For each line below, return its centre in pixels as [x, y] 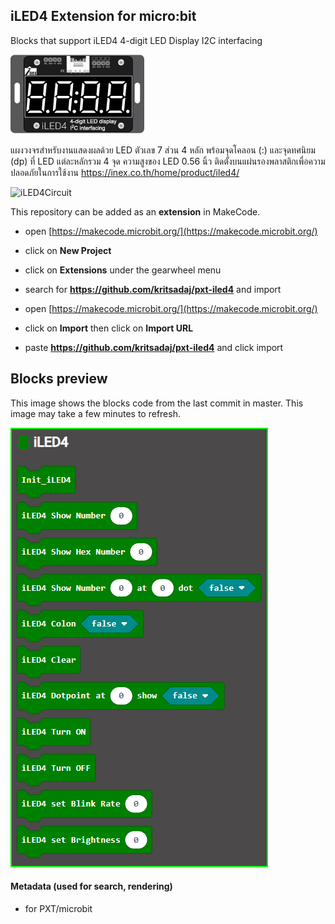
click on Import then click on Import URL [109, 328]
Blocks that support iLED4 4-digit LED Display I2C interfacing [136, 40]
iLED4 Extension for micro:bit [103, 16]
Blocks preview [59, 379]
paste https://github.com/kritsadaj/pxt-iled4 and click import [154, 347]
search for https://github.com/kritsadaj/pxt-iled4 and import [153, 289]
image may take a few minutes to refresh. [95, 413]
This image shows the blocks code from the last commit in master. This [157, 403]
